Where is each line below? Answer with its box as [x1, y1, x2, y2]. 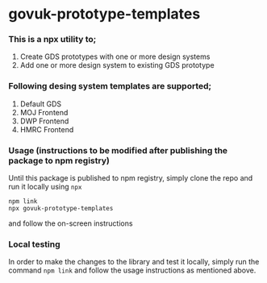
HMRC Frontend [19, 124, 74, 134]
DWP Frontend [19, 116, 69, 126]
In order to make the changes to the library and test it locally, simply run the [8, 257, 260, 267]
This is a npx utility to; [8, 34, 97, 45]
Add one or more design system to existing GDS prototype [19, 60, 215, 70]
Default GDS [19, 98, 62, 109]
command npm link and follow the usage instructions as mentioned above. [8, 265, 257, 275]
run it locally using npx [8, 182, 82, 192]
